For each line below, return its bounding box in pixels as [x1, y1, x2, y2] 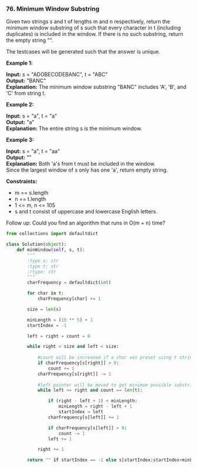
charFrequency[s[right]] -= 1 [37, 371, 111, 377]
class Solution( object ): [6, 242, 67, 248]
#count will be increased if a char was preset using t [37, 355, 177, 360]
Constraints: [6, 178, 38, 185]
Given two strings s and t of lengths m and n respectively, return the [6, 18, 171, 25]
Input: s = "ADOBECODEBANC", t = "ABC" [6, 71, 108, 78]
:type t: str [27, 263, 59, 269]
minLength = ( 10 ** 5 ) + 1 [27, 317, 93, 323]
